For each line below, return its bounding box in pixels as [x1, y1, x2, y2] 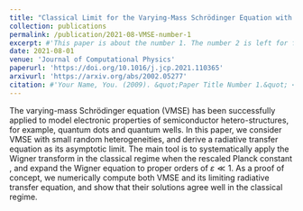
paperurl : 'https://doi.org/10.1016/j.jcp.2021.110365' [9, 64, 224, 73]
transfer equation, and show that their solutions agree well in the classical [9, 181, 283, 192]
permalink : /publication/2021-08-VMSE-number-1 [9, 30, 192, 39]
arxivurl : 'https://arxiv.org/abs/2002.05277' [9, 72, 188, 81]
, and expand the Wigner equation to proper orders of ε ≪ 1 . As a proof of [9, 162, 285, 173]
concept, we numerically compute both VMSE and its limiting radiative [9, 172, 270, 183]
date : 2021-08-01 [9, 47, 75, 56]
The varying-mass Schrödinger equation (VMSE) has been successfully [9, 105, 276, 115]
